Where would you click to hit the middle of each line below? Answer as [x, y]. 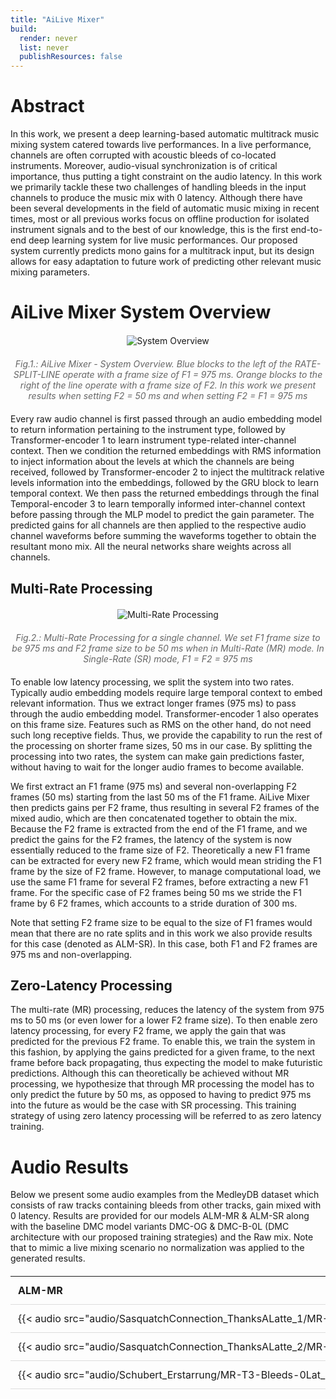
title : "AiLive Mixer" [57, 19]
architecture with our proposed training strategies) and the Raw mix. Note [162, 1237]
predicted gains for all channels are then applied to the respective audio [158, 525]
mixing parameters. [50, 272]
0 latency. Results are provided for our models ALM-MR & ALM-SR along [160, 1216]
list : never [44, 47]
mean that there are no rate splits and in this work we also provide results [161, 933]
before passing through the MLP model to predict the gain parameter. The [162, 515]
